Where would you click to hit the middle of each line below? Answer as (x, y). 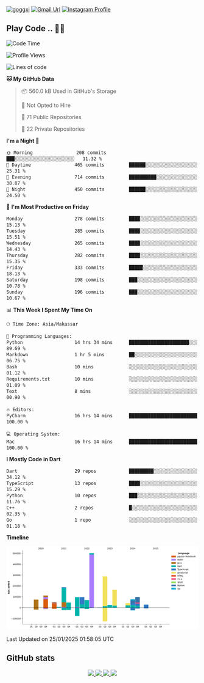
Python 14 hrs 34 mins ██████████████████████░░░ (102, 342)
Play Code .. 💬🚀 (36, 28)
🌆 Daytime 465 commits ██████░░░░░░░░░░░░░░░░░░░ (102, 165)
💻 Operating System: (33, 434)
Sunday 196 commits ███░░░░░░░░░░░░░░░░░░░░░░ (102, 292)
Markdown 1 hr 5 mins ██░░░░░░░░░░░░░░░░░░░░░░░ (102, 354)
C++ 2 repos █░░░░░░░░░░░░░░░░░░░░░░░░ (102, 508)
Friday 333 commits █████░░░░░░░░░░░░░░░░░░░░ (102, 268)
